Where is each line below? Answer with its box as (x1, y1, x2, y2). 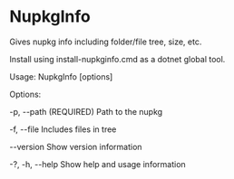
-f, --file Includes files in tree (9, 124, 117, 135)
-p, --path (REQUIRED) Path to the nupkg (9, 106, 163, 117)
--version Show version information (9, 141, 142, 152)
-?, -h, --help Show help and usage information (9, 158, 186, 169)
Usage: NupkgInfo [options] (9, 71, 113, 82)
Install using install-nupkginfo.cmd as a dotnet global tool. (9, 53, 226, 64)
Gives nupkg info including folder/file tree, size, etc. (9, 36, 202, 47)
